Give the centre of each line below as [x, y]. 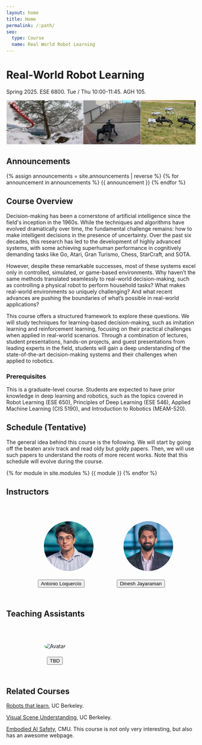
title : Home [21, 19]
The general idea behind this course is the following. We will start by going [99, 442]
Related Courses [38, 691]
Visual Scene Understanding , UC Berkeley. [59, 717]
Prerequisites [26, 376]
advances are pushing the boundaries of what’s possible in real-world [93, 298]
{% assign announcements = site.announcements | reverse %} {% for [93, 176]
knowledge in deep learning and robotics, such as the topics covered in [95, 396]
